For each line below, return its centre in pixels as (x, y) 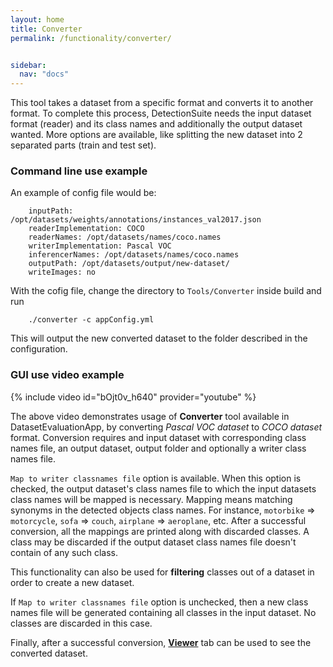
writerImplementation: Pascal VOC (100, 246)
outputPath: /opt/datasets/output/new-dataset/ (129, 264)
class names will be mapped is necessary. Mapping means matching (151, 499)
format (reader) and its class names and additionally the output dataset (156, 124)
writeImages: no (62, 272)
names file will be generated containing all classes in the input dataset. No (163, 612)
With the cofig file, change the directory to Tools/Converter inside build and (166, 291)
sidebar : (28, 65)
